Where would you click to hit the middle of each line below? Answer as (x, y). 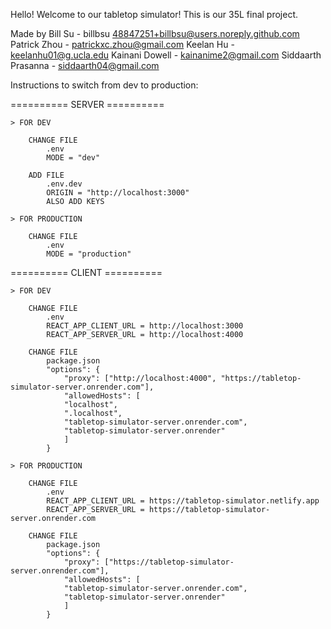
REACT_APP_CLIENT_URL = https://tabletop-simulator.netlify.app (183, 501)
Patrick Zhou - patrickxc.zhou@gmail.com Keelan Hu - (122, 44)
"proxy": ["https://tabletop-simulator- (149, 562)
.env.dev (64, 184)
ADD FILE (46, 175)
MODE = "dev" (73, 158)
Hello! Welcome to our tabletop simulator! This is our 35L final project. (154, 14)
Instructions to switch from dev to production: (104, 85)
